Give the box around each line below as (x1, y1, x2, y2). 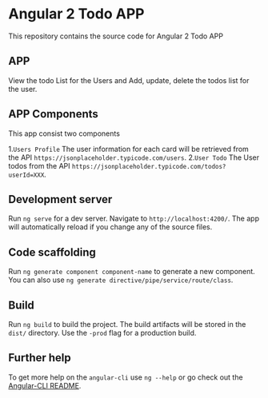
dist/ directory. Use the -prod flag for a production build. (8, 328, 197, 337)
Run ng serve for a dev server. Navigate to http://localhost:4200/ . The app (8, 213, 260, 224)
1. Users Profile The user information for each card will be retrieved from (8, 144, 250, 153)
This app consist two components (8, 129, 120, 138)
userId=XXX (8, 171, 45, 179)
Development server (8, 193, 113, 206)
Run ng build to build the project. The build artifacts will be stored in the (8, 320, 246, 328)
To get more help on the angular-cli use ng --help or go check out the (8, 372, 243, 382)
